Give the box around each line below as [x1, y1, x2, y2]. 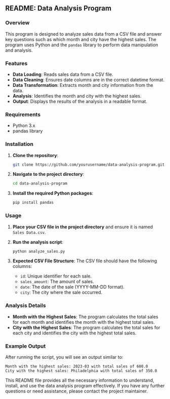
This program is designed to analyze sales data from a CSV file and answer [5, 30, 162, 37]
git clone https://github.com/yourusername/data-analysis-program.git [12, 162, 165, 167]
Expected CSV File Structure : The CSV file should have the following [12, 258, 157, 264]
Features [5, 59, 28, 67]
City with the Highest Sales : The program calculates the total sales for [12, 324, 160, 330]
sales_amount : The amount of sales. [20, 279, 95, 285]
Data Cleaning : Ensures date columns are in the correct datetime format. [12, 76, 165, 83]
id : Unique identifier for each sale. [20, 273, 92, 279]
